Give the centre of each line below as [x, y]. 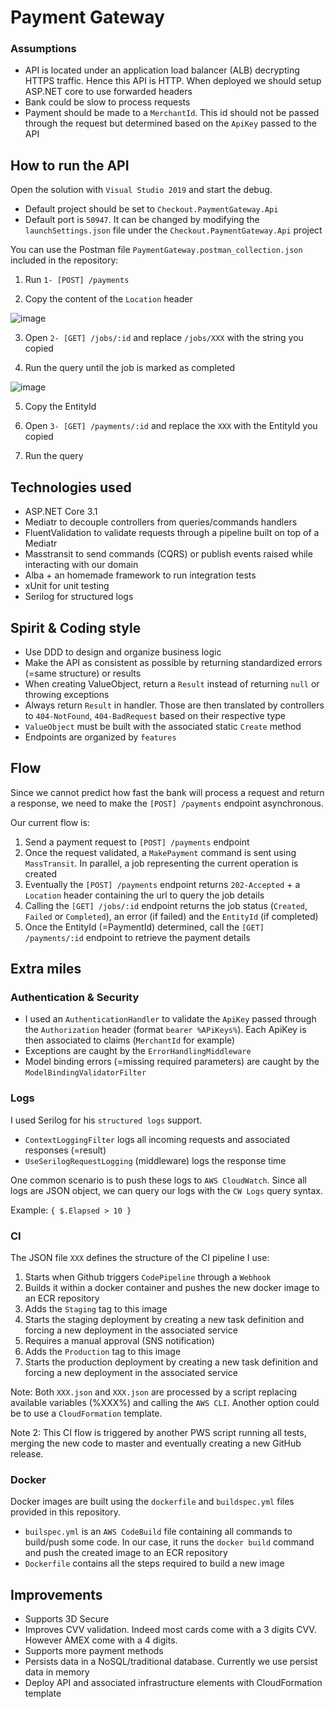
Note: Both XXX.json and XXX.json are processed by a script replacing [154, 1392]
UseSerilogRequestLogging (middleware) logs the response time [155, 1160]
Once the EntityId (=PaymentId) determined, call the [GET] [144, 927]
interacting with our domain [81, 565]
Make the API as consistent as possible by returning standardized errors [173, 662]
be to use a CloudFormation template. [86, 1413]
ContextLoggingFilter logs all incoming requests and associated [157, 1139]
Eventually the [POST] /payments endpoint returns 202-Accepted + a [162, 884]
